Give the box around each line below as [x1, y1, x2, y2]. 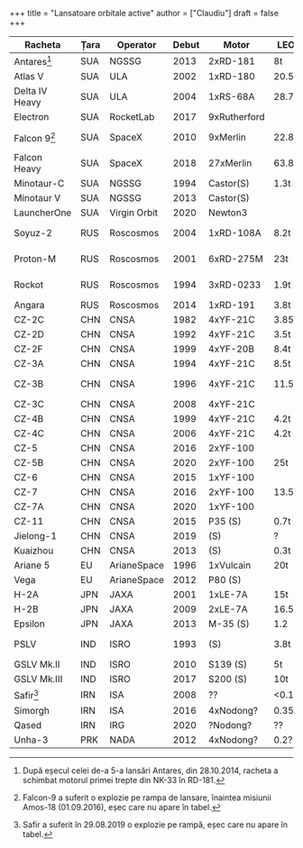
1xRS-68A [208, 90, 255, 103]
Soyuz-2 [14, 227, 52, 240]
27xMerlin [208, 157, 252, 169]
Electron [14, 111, 50, 123]
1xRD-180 [208, 70, 255, 83]
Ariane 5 [14, 559, 50, 571]
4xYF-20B [208, 342, 255, 355]
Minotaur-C [14, 178, 65, 190]
